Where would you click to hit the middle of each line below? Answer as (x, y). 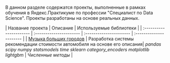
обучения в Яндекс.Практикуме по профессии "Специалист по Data (79, 13)
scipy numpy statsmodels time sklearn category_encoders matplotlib (77, 50)
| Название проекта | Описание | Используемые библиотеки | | (74, 28)
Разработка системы (111, 39)
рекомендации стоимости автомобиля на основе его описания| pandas (83, 44)
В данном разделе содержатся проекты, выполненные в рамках (76, 7)
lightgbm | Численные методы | (39, 55)
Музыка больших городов (56, 39)
